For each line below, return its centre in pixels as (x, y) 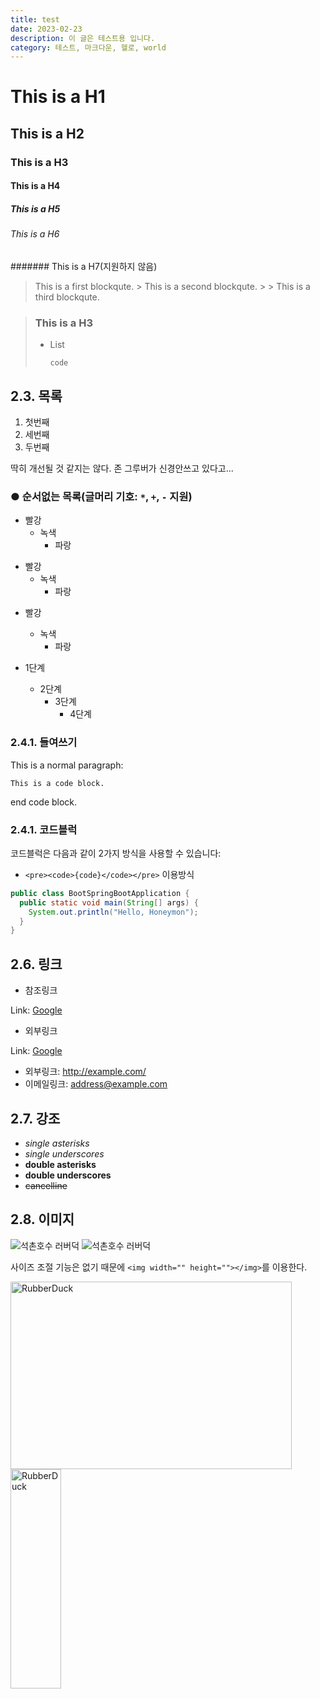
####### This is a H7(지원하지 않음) (84, 266)
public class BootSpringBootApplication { (100, 893)
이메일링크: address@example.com (96, 1084)
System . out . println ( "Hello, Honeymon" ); (113, 912)
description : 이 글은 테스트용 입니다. (83, 38)
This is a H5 (35, 208)
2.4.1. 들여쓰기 (44, 743)
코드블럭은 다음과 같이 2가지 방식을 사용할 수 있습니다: (116, 853)
